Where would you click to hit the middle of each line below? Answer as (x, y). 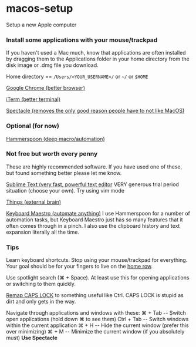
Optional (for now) (33, 126)
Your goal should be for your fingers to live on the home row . (80, 267)
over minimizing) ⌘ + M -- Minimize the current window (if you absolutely (95, 332)
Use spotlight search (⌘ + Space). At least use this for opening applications (98, 278)
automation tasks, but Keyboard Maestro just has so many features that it (94, 220)
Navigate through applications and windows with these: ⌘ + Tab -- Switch (96, 313)
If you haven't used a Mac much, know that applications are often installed (96, 53)
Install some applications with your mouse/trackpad (82, 40)
